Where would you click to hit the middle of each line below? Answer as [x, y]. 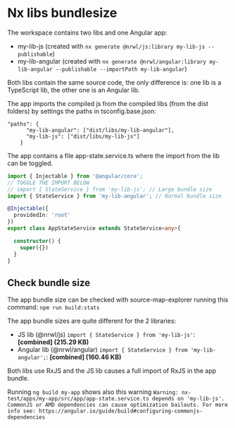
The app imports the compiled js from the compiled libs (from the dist [108, 103]
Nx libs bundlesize [62, 13]
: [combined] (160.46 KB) [84, 357]
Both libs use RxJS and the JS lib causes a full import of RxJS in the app [112, 371]
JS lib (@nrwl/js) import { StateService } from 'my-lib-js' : [106, 335]
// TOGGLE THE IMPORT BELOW [49, 183]
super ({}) [34, 248]
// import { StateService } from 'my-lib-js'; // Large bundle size [110, 189]
